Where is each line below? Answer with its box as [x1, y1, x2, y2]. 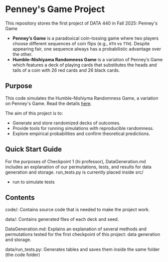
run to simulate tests [12, 179, 55, 185]
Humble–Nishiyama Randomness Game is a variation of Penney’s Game [12, 56, 163, 62]
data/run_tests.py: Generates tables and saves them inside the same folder [5, 246, 160, 252]
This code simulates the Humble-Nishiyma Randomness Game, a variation [5, 95, 158, 101]
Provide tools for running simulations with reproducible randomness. [12, 125, 154, 131]
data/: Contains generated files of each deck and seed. [5, 216, 119, 222]
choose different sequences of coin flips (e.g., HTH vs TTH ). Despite [12, 40, 150, 46]
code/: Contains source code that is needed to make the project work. [5, 207, 150, 213]
